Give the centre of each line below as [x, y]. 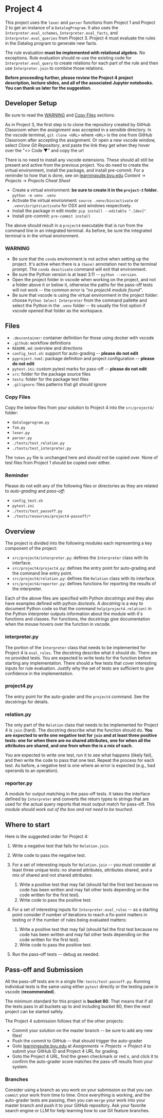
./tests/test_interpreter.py [42, 449]
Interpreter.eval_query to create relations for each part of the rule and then [82, 63]
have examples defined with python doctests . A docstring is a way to [74, 603]
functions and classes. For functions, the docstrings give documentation [78, 619]
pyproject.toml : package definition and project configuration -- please [83, 358]
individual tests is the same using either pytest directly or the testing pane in [82, 987]
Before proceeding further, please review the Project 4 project [69, 77]
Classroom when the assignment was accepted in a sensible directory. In [78, 130]
